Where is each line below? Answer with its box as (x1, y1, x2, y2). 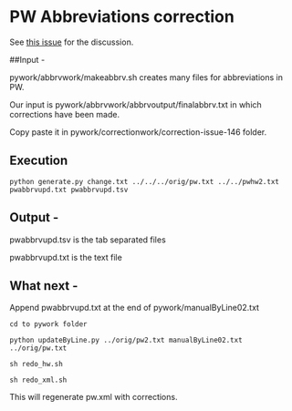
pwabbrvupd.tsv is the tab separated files (9, 234, 166, 245)
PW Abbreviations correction (9, 6, 235, 27)
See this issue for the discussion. (9, 36, 134, 47)
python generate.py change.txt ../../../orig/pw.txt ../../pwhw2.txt (9, 177, 280, 186)
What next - (9, 278, 78, 293)
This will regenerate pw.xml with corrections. (9, 392, 178, 403)
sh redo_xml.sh (9, 375, 68, 385)
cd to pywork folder (9, 320, 89, 329)
